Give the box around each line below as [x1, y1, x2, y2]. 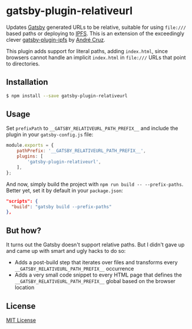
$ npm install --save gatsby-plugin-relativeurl [6, 93, 128, 98]
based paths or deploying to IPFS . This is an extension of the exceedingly [6, 29, 184, 37]
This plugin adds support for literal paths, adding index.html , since [6, 47, 168, 54]
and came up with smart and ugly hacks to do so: [6, 248, 126, 255]
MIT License [6, 317, 37, 324]
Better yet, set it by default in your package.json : [6, 187, 124, 194]
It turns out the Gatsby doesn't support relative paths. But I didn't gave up [6, 241, 185, 248]
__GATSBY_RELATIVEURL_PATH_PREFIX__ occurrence [14, 265, 134, 272]
